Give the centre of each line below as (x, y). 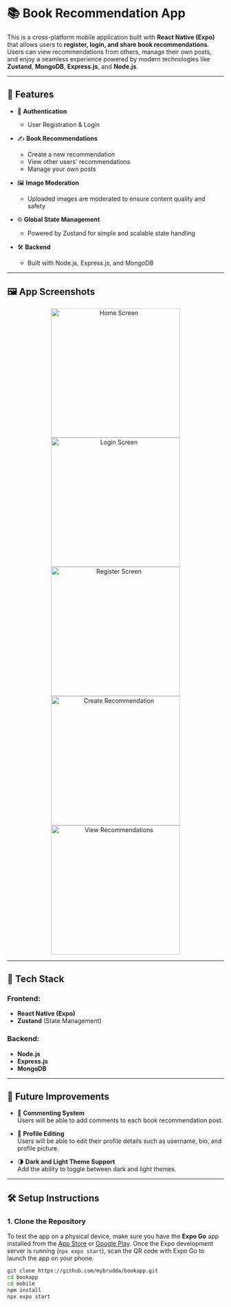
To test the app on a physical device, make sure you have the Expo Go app (113, 1236)
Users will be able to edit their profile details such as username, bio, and (119, 1141)
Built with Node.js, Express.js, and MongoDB (90, 263)
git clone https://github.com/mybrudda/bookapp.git (82, 1271)
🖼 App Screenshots (51, 292)
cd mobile (21, 1284)
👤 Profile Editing (41, 1134)
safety (36, 206)
